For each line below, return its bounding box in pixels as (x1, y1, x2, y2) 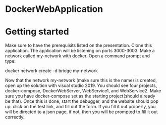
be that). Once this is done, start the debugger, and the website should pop (5, 98, 159, 104)
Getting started (5, 26, 69, 38)
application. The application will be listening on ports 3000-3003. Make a (5, 48, 155, 54)
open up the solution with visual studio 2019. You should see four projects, (5, 83, 157, 88)
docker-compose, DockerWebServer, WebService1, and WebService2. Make (5, 88, 161, 94)
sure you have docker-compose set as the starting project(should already (5, 93, 156, 99)
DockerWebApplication (5, 3, 103, 15)
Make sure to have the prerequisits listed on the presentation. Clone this (5, 42, 152, 48)
